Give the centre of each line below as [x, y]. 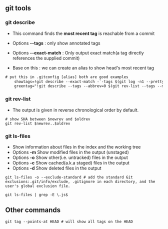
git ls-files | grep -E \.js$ [37, 194]
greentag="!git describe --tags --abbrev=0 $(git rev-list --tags [85, 86]
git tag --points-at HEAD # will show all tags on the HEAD [69, 221]
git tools [18, 8]
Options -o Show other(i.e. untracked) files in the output [70, 157]
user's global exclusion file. [38, 186]
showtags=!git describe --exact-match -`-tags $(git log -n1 [79, 81]
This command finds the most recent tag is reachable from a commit [83, 33]
